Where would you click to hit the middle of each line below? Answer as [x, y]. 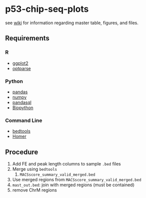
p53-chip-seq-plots [47, 9]
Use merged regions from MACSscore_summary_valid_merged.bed [77, 180]
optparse [22, 68]
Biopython [23, 108]
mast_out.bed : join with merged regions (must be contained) [73, 185]
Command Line [24, 120]
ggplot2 [20, 63]
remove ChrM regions [34, 190]
